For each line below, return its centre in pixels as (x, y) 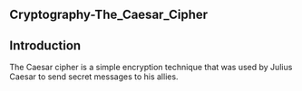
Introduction (45, 45)
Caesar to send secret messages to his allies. (94, 77)
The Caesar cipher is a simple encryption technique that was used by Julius (151, 68)
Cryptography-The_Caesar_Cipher (109, 15)
